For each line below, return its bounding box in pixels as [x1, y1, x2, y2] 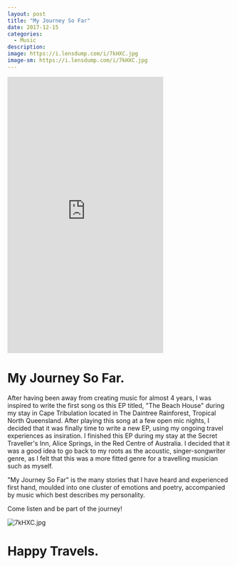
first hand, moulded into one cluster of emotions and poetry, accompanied [7, 483, 226, 491]
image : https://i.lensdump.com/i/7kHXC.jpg [7, 51, 139, 58]
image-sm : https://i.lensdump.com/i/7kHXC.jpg [7, 57, 148, 64]
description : [7, 43, 46, 51]
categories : [7, 30, 43, 38]
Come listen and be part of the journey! [7, 504, 122, 513]
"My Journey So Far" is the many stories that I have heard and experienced [7, 475, 228, 484]
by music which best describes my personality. [7, 491, 146, 499]
